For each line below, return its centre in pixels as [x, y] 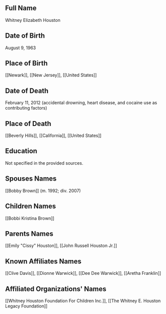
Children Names [30, 206]
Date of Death [27, 91]
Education [21, 151]
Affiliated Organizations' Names [56, 289]
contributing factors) [26, 108]
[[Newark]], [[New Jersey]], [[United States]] [51, 75]
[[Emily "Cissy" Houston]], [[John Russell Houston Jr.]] [61, 246]
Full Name [21, 8]
